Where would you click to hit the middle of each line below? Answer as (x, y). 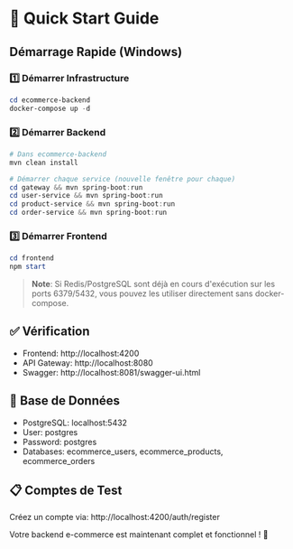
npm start (28, 267)
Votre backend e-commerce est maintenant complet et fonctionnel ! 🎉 (139, 534)
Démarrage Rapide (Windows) (96, 52)
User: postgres (50, 432)
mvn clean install (44, 163)
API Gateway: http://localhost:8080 (87, 363)
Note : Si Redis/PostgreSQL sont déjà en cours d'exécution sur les (153, 284)
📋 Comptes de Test (66, 491)
